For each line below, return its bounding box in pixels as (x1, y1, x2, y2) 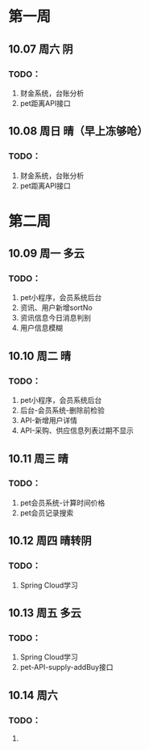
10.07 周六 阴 (8, 42, 73, 56)
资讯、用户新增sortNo (19, 303, 93, 312)
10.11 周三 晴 (8, 451, 68, 465)
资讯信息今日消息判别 (19, 313, 91, 323)
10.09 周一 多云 (8, 247, 85, 261)
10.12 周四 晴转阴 (8, 534, 92, 548)
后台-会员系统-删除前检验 (19, 405, 105, 415)
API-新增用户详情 (19, 416, 78, 426)
